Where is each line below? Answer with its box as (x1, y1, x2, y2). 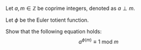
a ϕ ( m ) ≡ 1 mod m (78, 37, 119, 45)
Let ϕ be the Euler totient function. (5, 16, 89, 24)
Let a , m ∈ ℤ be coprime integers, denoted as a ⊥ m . (5, 5, 135, 12)
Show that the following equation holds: (5, 28, 102, 35)
